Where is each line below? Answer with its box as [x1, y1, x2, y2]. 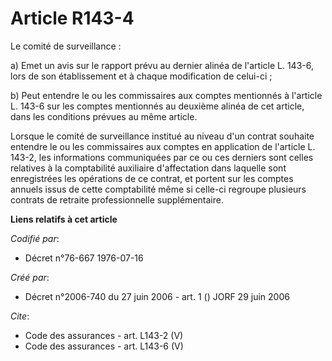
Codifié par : [10, 232, 60, 244]
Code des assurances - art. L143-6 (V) [24, 340, 184, 352]
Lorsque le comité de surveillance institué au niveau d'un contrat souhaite [10, 130, 315, 142]
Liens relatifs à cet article [10, 213, 118, 225]
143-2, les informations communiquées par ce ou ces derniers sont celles [10, 151, 314, 163]
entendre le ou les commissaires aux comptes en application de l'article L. [10, 140, 316, 152]
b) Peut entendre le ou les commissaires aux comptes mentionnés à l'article [10, 89, 323, 101]
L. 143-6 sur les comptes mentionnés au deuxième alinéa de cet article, [10, 100, 305, 112]
